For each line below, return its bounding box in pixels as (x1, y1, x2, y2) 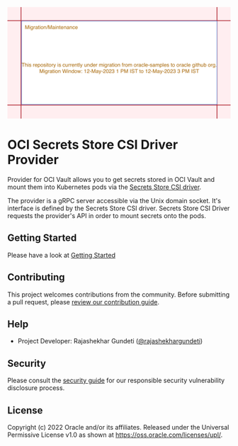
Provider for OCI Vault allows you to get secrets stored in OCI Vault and (7, 175, 215, 183)
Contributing (7, 271, 65, 283)
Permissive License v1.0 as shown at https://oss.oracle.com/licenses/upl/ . (7, 430, 223, 439)
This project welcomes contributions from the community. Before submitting (7, 290, 230, 299)
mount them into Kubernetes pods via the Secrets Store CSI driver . (7, 183, 202, 191)
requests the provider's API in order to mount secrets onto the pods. (7, 211, 207, 219)
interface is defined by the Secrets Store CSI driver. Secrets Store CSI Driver (7, 204, 230, 212)
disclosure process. (7, 384, 65, 392)
